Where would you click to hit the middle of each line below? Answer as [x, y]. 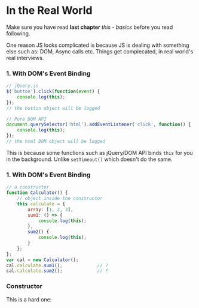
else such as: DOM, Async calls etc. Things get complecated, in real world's [100, 51]
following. [18, 33]
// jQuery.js [22, 86]
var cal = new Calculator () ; [42, 260]
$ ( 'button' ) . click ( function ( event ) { [53, 92]
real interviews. [25, 58]
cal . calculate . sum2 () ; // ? [57, 271]
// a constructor [28, 187]
